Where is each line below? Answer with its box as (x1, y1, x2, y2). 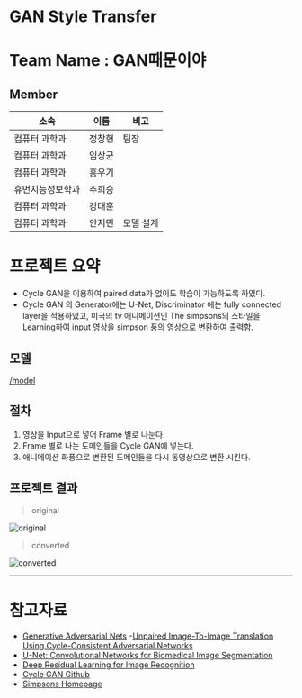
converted (31, 539, 70, 550)
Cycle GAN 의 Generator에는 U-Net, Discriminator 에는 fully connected (22, 299, 281, 310)
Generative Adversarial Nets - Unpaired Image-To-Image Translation (22, 630, 274, 641)
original (31, 504, 60, 515)
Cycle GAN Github (22, 668, 90, 679)
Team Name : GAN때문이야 (9, 50, 207, 71)
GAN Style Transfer (9, 6, 157, 27)
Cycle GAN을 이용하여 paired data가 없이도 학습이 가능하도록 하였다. (22, 288, 266, 299)
